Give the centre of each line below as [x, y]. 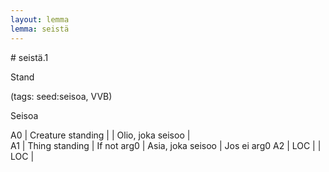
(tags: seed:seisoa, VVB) [61, 96]
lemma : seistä [40, 29]
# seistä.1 [29, 57]
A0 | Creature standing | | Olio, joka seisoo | [100, 135]
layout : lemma [40, 19]
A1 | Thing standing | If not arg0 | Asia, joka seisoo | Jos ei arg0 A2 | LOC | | [166, 145]
